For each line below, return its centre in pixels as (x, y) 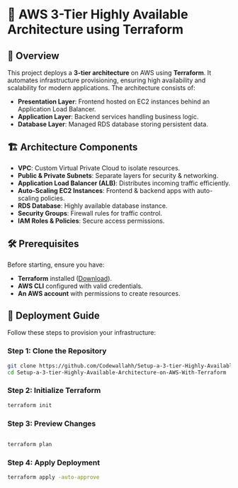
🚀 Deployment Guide (54, 316)
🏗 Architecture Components (73, 147)
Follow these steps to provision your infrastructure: (82, 333)
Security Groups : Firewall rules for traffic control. (90, 213)
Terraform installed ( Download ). (64, 278)
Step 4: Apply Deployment (54, 462)
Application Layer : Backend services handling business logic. (108, 117)
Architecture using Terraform (96, 29)
